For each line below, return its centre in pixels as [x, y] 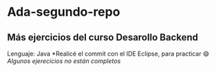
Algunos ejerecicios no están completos [64, 61]
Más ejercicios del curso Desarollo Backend [102, 37]
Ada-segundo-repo [64, 12]
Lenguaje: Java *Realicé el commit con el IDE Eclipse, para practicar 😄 [108, 53]
